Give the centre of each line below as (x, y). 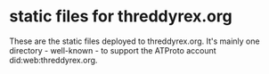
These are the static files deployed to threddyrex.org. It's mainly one (134, 41)
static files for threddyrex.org (121, 16)
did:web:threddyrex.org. (53, 60)
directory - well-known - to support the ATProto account (113, 50)
